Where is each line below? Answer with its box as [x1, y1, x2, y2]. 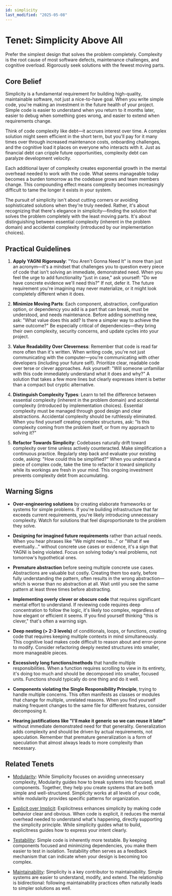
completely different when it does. [12, 291, 85, 297]
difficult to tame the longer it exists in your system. [5, 187, 112, 193]
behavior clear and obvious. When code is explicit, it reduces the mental [12, 810, 165, 816]
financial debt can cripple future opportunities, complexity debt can [5, 150, 148, 156]
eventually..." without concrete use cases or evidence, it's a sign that [12, 543, 158, 550]
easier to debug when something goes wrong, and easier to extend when [5, 112, 160, 119]
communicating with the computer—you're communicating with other [12, 355, 160, 361]
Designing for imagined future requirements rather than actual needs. [12, 532, 163, 539]
